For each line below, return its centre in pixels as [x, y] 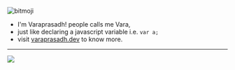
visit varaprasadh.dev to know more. [70, 39]
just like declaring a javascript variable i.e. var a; [88, 32]
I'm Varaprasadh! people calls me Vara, [74, 24]
